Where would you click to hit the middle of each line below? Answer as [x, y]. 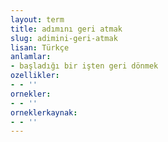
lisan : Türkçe [40, 47]
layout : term [37, 19]
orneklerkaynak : [44, 112]
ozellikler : [35, 76]
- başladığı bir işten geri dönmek [84, 66]
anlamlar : [31, 57]
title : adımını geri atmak [66, 29]
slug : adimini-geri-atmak [64, 38]
